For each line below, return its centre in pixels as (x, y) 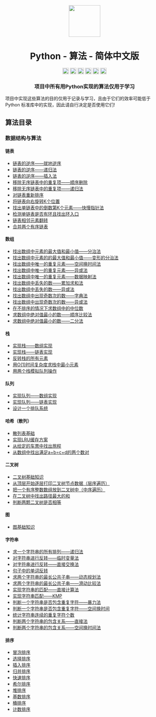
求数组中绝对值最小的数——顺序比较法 (52, 314)
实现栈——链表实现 (32, 352)
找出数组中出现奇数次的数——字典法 (50, 295)
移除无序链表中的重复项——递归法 (48, 188)
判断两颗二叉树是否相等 (37, 502)
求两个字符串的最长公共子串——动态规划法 (57, 577)
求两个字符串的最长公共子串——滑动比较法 (57, 583)
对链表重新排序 (28, 195)
